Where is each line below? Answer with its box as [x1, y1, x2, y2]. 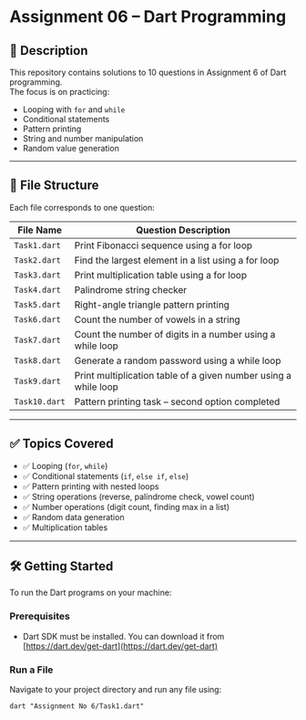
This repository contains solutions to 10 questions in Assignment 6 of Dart [9, 67, 287, 78]
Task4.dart [14, 285, 61, 295]
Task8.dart [14, 355, 61, 366]
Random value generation [22, 143, 120, 153]
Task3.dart [14, 269, 61, 280]
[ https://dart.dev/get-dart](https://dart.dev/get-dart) [22, 641, 219, 652]
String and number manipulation [22, 133, 144, 143]
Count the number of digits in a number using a [74, 328, 276, 340]
